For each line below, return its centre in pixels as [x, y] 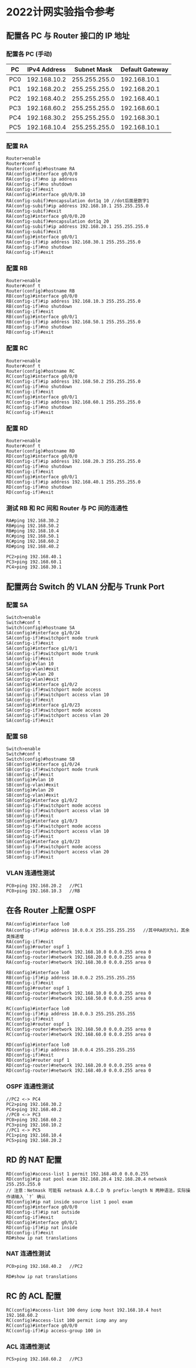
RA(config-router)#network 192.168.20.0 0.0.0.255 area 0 [79, 958]
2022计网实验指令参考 [61, 12]
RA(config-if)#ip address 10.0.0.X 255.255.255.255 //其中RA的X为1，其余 [98, 930]
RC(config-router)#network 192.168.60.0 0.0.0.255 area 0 [79, 1035]
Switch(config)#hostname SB [41, 759]
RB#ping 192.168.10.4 [33, 531]
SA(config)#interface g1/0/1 [42, 648]
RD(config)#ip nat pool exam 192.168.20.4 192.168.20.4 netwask [87, 1179]
